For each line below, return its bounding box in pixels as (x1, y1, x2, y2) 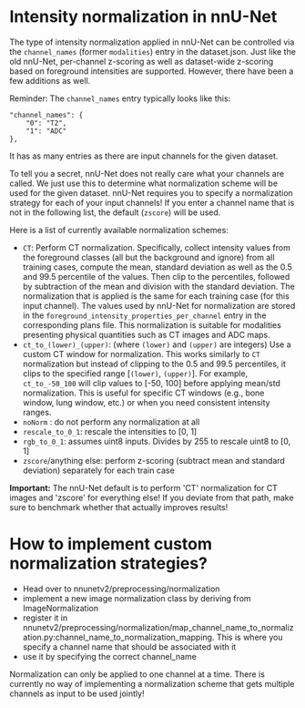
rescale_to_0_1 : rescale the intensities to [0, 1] (22, 426, 198, 436)
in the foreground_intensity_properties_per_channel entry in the (22, 310, 267, 321)
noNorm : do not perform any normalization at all (22, 416, 200, 427)
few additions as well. (9, 75, 91, 86)
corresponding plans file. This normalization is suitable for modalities (22, 319, 282, 330)
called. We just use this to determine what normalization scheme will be (9, 178, 279, 189)
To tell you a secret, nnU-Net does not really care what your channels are (9, 168, 285, 179)
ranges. (22, 406, 52, 417)
